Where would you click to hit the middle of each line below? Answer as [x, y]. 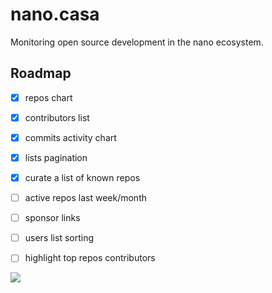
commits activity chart [70, 137]
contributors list [57, 117]
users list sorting [59, 238]
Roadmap [41, 73]
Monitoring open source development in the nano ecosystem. [137, 42]
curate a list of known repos [82, 177]
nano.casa [55, 14]
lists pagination [56, 157]
